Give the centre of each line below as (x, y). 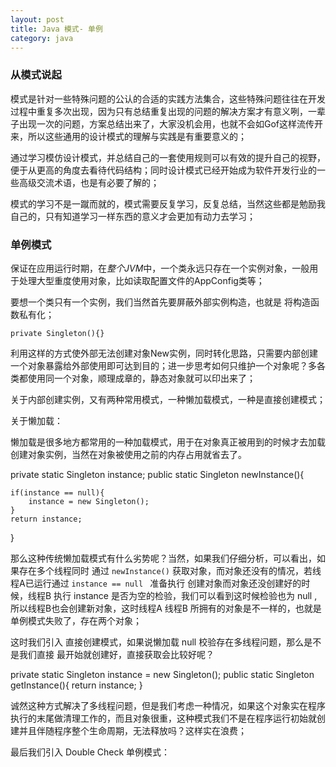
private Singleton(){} (57, 333)
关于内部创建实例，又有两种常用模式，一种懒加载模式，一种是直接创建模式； (168, 399)
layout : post (37, 19)
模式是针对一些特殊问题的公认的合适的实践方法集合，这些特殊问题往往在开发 (168, 98)
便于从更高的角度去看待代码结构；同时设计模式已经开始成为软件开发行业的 (163, 170)
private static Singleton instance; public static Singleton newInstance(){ (157, 474)
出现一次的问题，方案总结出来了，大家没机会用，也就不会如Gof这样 (158, 123)
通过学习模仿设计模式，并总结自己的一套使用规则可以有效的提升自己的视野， (168, 157)
